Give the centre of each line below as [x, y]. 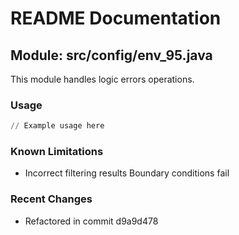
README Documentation [116, 18]
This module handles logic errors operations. [102, 79]
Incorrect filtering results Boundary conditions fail [127, 173]
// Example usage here [57, 126]
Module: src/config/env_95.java [111, 55]
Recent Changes [51, 199]
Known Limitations [57, 152]
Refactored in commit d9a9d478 [91, 221]
